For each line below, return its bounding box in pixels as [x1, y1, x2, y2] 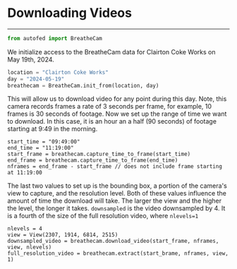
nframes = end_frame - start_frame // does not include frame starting [7, 163, 222, 170]
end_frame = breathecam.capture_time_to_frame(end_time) [7, 157, 178, 164]
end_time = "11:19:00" [7, 145, 74, 152]
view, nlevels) [7, 244, 52, 251]
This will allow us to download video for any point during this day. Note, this [7, 95, 227, 103]
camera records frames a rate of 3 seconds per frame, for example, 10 [7, 102, 212, 111]
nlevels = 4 [7, 225, 42, 232]
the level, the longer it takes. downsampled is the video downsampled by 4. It [7, 204, 226, 213]
